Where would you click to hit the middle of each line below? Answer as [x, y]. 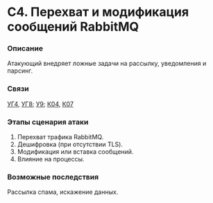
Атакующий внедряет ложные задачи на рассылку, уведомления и [107, 64]
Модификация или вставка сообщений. [75, 152]
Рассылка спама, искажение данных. [63, 192]
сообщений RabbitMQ [73, 27]
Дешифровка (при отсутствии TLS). [70, 144]
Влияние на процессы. [51, 159]
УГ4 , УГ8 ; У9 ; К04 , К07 [41, 104]
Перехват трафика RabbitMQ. [60, 137]
